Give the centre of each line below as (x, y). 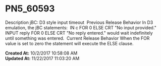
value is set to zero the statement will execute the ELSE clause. (69, 43)
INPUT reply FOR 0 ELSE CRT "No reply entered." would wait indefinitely (79, 33)
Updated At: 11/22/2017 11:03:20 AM (42, 58)
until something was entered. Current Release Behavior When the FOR (77, 38)
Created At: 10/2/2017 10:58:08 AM (41, 53)
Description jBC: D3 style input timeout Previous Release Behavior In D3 (79, 22)
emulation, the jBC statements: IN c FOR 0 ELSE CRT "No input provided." (81, 27)
